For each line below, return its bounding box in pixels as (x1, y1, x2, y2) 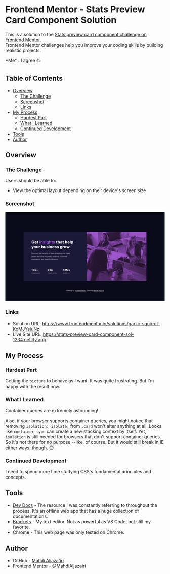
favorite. (12, 524, 30, 530)
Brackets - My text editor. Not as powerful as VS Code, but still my (12, 518, 151, 524)
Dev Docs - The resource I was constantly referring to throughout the (12, 502, 158, 508)
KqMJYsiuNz (12, 326, 39, 332)
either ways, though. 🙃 (5, 444, 54, 451)
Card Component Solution (5, 14, 117, 26)
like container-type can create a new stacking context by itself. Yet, (5, 428, 147, 434)
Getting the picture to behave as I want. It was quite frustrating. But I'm (5, 378, 154, 384)
